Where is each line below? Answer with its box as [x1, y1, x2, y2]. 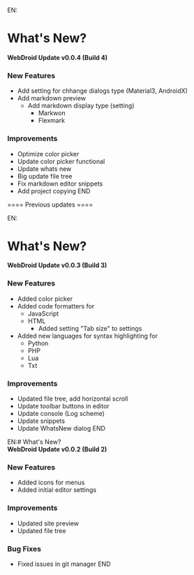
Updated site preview [17, 519, 79, 528]
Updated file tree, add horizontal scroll [17, 394, 128, 403]
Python [27, 338, 49, 348]
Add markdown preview [17, 94, 87, 103]
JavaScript [27, 309, 59, 318]
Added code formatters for [17, 301, 95, 310]
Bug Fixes [7, 544, 42, 553]
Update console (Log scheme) [17, 410, 105, 418]
